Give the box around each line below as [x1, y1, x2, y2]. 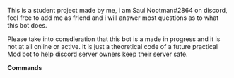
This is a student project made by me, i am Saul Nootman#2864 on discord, [7, 6, 228, 14]
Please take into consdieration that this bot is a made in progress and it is [7, 35, 221, 43]
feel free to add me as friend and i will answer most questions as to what [7, 13, 219, 22]
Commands [7, 64, 42, 72]
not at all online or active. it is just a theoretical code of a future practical [7, 43, 218, 50]
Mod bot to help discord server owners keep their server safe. [7, 50, 189, 58]
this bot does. [7, 21, 47, 29]
